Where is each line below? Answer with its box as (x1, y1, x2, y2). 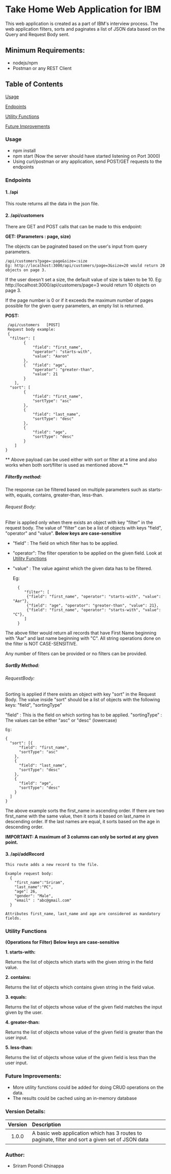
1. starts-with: (5, 949, 36, 955)
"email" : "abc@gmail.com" (14, 898, 72, 903)
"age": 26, (14, 889, 38, 894)
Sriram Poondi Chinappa (12, 1163, 64, 1169)
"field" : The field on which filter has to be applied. (12, 540, 119, 546)
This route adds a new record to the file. (5, 862, 99, 868)
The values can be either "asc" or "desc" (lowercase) (5, 717, 117, 723)
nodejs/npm (12, 60, 38, 66)
